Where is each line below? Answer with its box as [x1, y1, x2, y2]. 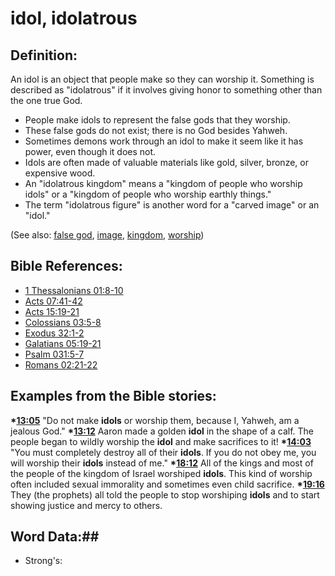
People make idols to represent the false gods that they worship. [24, 114, 291, 126]
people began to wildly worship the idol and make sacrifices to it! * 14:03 [10, 435, 312, 447]
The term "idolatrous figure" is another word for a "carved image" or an [24, 199, 320, 211]
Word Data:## [10, 528, 100, 546]
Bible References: [10, 258, 123, 275]
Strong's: [24, 555, 63, 567]
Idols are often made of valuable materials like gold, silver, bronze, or [24, 157, 309, 168]
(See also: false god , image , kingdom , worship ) [10, 229, 205, 241]
